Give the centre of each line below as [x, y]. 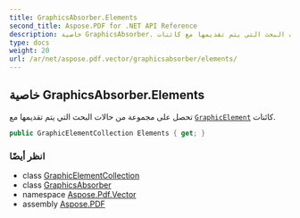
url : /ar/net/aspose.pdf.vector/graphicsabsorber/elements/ [124, 59]
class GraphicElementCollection [81, 175]
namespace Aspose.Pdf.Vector [79, 194]
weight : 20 [29, 51]
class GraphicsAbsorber [67, 185]
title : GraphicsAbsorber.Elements [74, 17]
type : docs [29, 42]
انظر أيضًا [27, 155]
